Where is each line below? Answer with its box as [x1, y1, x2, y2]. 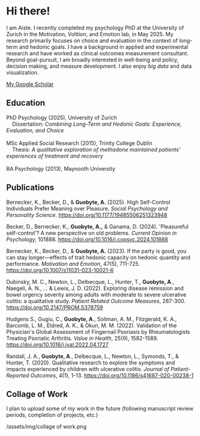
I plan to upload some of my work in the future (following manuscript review [6, 405, 194, 413]
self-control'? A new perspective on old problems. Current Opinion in [6, 229, 177, 236]
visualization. [6, 69, 39, 76]
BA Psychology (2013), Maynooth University [6, 165, 116, 172]
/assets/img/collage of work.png [6, 423, 87, 431]
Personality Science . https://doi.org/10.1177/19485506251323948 [6, 211, 168, 218]
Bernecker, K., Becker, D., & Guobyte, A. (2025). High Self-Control [6, 198, 171, 206]
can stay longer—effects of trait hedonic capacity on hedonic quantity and [6, 254, 190, 261]
